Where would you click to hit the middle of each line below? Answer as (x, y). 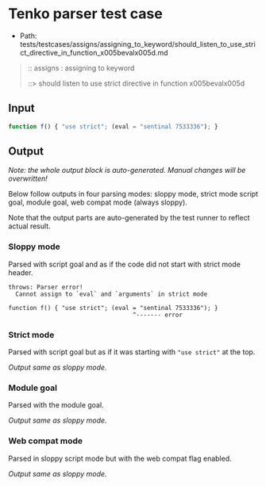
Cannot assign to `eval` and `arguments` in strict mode (112, 294)
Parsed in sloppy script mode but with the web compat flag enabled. (120, 458)
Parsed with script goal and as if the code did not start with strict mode (124, 264)
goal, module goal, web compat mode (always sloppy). (98, 202)
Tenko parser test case (85, 14)
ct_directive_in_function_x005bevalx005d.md (94, 52)
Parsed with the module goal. (56, 405)
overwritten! (28, 178)
